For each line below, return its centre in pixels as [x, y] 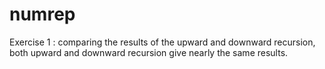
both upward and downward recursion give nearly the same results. [149, 52]
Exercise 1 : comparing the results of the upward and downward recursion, [162, 42]
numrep [42, 14]
